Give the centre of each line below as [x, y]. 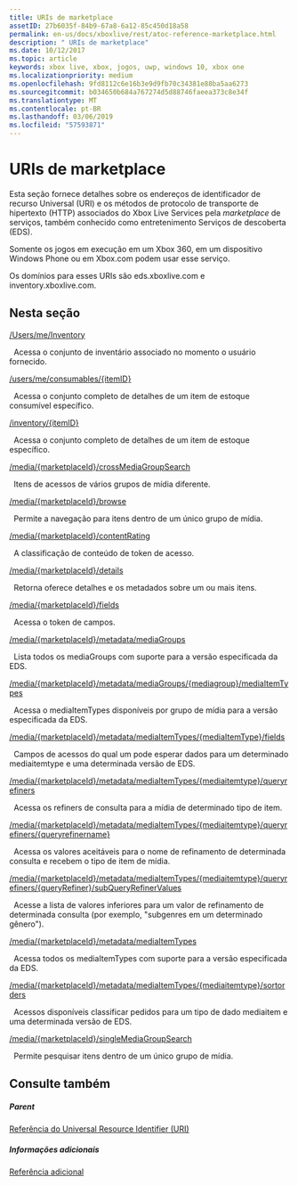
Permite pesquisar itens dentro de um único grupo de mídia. [123, 1056]
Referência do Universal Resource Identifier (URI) [99, 1129]
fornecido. [28, 361]
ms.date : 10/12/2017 [48, 51]
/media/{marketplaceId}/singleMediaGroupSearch [101, 1038]
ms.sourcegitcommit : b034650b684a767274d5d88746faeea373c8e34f [129, 92]
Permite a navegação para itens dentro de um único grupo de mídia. [138, 519]
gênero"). [27, 924]
